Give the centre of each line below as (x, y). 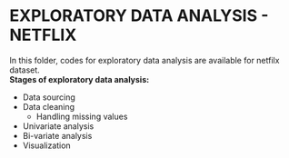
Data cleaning (49, 106)
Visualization (46, 145)
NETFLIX (43, 35)
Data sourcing (49, 97)
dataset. (25, 70)
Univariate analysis (58, 126)
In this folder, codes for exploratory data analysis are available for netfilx (144, 60)
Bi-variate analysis (57, 135)
